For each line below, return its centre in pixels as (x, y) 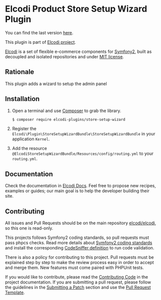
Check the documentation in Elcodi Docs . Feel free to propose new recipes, (80, 186)
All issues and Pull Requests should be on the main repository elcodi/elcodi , (81, 223)
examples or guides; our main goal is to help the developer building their (77, 191)
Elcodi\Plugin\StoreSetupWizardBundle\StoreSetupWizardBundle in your (84, 134)
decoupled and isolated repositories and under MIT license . (64, 56)
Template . (15, 293)
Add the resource (29, 149)
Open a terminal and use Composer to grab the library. (66, 111)
